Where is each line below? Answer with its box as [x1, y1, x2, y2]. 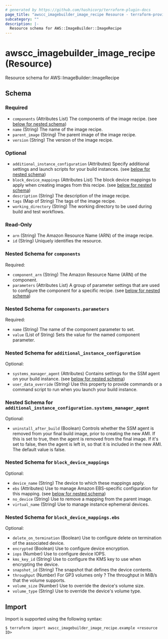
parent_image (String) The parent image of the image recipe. [12, 131, 136, 138]
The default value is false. [12, 446, 66, 452]
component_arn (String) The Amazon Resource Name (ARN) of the [12, 271, 147, 277]
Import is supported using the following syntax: [5, 615, 102, 621]
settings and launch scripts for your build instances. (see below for [12, 166, 150, 172]
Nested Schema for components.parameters [5, 305, 109, 312]
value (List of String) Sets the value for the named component [12, 332, 140, 338]
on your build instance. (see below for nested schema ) [12, 376, 125, 382]
